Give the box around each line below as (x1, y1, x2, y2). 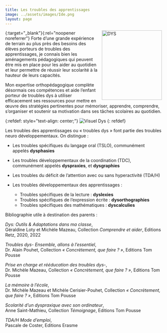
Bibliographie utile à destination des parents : (5, 212, 98, 218)
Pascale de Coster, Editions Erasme (5, 323, 78, 329)
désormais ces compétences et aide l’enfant (5, 87, 96, 93)
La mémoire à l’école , (5, 282, 50, 288)
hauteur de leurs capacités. (5, 73, 61, 79)
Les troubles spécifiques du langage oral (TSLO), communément (12, 143, 145, 149)
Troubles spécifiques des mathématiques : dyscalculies (19, 202, 135, 208)
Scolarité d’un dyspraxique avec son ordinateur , (5, 302, 104, 308)
